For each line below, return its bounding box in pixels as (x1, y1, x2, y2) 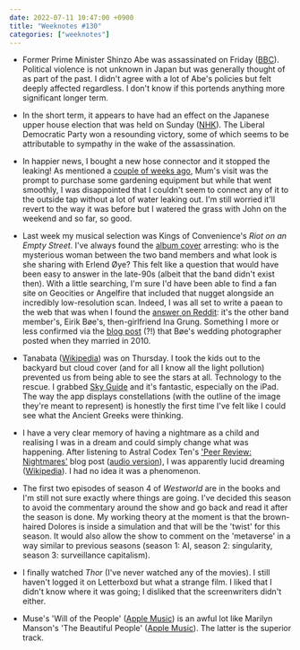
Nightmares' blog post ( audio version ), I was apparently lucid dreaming (21, 456, 285, 467)
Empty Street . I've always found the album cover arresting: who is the (21, 240, 279, 251)
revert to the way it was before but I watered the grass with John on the (21, 204, 287, 215)
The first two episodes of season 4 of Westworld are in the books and (21, 483, 280, 494)
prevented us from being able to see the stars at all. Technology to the (21, 372, 282, 382)
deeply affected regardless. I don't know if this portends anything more (21, 83, 285, 94)
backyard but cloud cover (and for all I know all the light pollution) (21, 363, 265, 373)
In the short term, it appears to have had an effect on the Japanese (21, 110, 270, 121)
